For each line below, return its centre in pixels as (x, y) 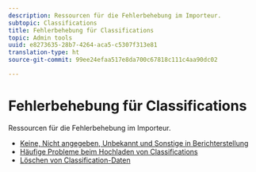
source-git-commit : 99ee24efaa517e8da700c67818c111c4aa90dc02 (113, 60)
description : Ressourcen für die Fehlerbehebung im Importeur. (115, 15)
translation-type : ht (44, 52)
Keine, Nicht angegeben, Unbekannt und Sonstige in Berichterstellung (134, 143)
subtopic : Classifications (53, 23)
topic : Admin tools (40, 38)
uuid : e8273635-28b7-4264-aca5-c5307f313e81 (83, 45)
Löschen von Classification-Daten (75, 160)
